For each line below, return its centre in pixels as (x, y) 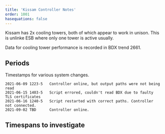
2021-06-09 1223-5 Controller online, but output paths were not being (83, 84)
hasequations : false (26, 19)
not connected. (21, 106)
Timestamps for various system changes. (47, 75)
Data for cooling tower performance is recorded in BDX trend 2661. (73, 48)
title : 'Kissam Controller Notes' (41, 10)
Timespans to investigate (45, 125)
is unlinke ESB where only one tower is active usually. (60, 38)
